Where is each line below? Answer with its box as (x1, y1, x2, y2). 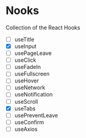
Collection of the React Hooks (5, 24, 81, 31)
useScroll (14, 98, 38, 105)
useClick (14, 56, 37, 64)
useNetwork (14, 84, 45, 92)
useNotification (14, 91, 53, 98)
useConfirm (14, 118, 44, 126)
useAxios (14, 125, 38, 133)
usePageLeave (14, 49, 52, 57)
